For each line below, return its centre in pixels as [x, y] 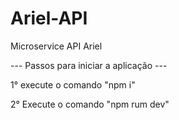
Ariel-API [49, 18]
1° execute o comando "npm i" [73, 84]
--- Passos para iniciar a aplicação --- [89, 65]
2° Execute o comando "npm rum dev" [90, 104]
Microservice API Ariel [56, 46]
